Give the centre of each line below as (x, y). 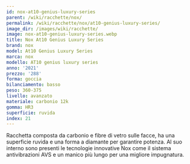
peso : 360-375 (24, 90)
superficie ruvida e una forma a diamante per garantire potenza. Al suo (94, 142)
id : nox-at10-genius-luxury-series (51, 12)
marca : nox (20, 57)
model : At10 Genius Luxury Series (50, 51)
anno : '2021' (23, 68)
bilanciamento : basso (33, 85)
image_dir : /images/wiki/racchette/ (52, 29)
